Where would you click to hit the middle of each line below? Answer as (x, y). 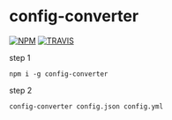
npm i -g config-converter (59, 74)
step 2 (21, 90)
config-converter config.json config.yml (86, 106)
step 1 (20, 57)
